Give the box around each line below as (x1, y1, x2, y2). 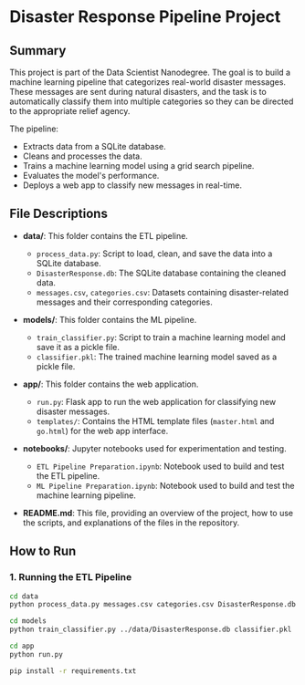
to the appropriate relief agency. (9, 106, 131, 116)
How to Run (9, 544, 77, 559)
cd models (9, 617, 47, 626)
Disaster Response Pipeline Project (9, 6, 281, 27)
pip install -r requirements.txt (9, 666, 137, 676)
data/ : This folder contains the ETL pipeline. (22, 230, 189, 241)
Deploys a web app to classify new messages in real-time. (22, 180, 242, 191)
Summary (9, 43, 67, 58)
